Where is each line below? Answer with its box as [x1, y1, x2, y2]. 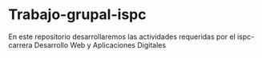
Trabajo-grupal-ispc [8, 6, 147, 24]
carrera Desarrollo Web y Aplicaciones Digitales [8, 40, 167, 49]
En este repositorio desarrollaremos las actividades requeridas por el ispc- [8, 32, 255, 41]
